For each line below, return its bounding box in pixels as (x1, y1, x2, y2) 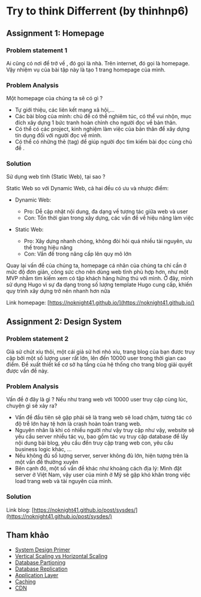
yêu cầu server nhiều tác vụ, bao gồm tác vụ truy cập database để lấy (14, 433, 188, 440)
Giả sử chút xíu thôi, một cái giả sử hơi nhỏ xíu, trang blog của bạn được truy (6, 348, 195, 355)
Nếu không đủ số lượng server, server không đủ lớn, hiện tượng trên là (14, 452, 189, 460)
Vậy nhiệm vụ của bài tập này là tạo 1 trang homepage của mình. (6, 66, 166, 73)
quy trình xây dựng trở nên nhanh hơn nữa (6, 287, 110, 295)
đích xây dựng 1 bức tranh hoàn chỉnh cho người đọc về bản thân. (14, 119, 178, 127)
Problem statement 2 (6, 334, 69, 343)
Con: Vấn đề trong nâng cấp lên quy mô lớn (23, 250, 132, 257)
